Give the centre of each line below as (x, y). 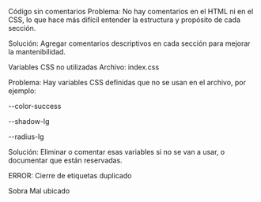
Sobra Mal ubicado (39, 191)
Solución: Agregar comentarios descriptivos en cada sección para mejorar (129, 43)
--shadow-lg (29, 121)
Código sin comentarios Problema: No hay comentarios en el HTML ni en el (131, 11)
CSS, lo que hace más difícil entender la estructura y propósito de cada (125, 20)
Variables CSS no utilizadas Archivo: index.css (84, 67)
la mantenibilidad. (37, 52)
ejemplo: (23, 91)
